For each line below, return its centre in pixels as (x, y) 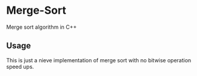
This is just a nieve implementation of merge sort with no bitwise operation (99, 60)
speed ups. (20, 66)
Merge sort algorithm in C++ (42, 27)
